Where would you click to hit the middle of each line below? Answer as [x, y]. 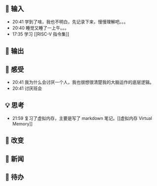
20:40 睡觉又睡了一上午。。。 [41, 28]
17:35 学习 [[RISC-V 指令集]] [41, 34]
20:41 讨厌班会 [27, 88]
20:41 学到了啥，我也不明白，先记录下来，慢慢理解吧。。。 [70, 22]
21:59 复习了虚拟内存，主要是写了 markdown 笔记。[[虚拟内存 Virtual [82, 118]
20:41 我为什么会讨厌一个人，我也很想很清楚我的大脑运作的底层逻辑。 [83, 82]
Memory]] [22, 124]
